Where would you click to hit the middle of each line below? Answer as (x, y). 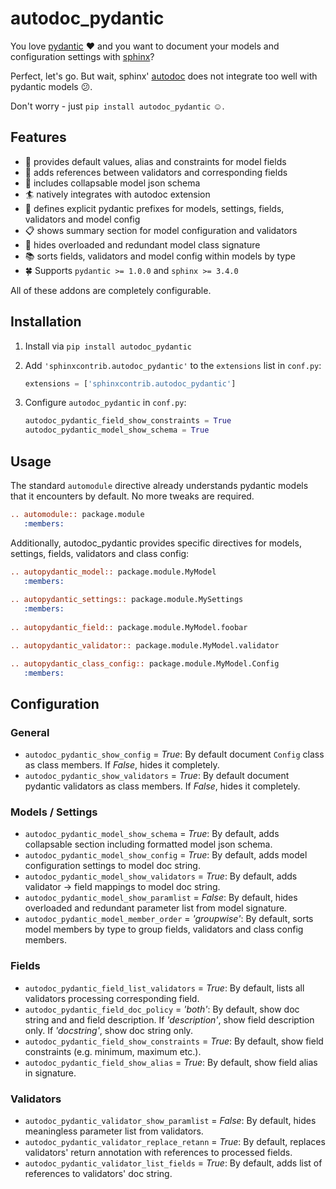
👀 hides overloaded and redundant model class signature (142, 244)
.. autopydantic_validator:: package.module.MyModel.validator (145, 645)
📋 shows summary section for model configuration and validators (161, 230)
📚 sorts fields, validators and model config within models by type (160, 256)
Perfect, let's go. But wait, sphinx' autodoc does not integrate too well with (164, 76)
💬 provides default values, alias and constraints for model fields (155, 161)
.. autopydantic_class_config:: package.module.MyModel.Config (145, 663)
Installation (46, 322)
